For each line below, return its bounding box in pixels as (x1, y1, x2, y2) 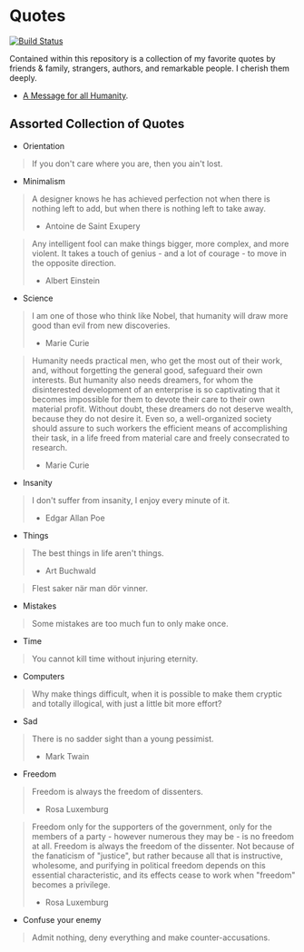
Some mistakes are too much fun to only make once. (31, 618, 229, 629)
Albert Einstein (44, 274, 101, 286)
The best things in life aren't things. (31, 547, 165, 559)
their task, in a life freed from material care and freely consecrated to (31, 432, 290, 443)
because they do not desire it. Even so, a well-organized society (31, 412, 272, 423)
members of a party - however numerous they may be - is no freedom (31, 830, 295, 841)
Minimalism (22, 175, 66, 186)
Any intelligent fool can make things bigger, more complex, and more (31, 238, 289, 249)
